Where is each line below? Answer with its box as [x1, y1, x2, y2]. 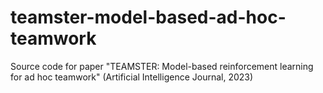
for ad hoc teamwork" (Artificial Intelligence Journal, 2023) [10, 71, 254, 83]
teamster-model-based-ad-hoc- [10, 6, 287, 29]
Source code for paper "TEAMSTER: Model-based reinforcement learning [10, 60, 314, 72]
